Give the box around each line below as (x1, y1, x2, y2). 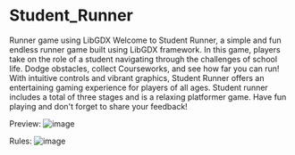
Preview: (9, 118, 42, 129)
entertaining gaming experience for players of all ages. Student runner (9, 82, 268, 93)
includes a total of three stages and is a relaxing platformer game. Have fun (9, 91, 287, 102)
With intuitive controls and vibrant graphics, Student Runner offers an (9, 72, 265, 83)
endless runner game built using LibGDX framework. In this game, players (9, 44, 281, 54)
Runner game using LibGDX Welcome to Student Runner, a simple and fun (9, 35, 282, 45)
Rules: (9, 135, 33, 146)
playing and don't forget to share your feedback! (9, 101, 188, 111)
